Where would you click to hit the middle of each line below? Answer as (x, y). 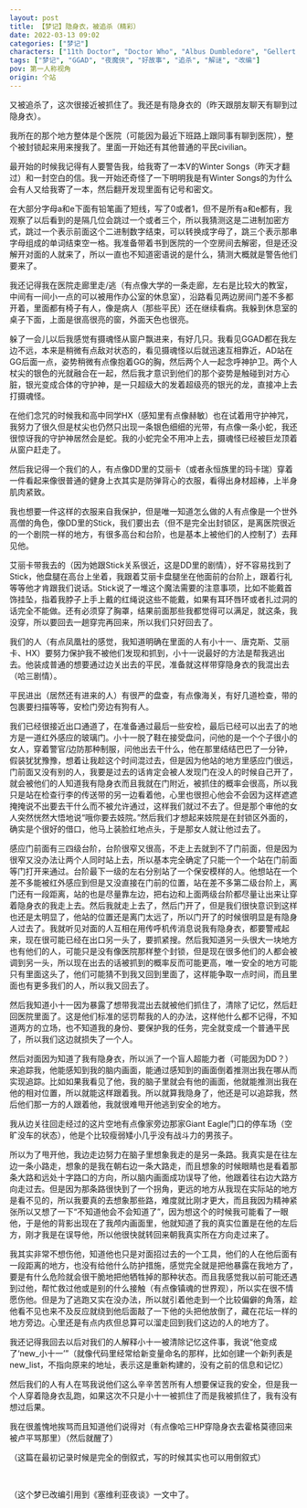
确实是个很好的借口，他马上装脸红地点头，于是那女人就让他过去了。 (138, 829)
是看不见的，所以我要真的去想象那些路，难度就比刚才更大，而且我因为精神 (149, 1200)
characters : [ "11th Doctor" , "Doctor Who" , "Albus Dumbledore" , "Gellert (153, 52)
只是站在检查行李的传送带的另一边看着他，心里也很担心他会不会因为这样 (145, 794)
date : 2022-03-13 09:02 (55, 35)
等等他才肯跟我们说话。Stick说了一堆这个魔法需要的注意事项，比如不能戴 (147, 588)
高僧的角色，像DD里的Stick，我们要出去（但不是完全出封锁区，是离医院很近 (153, 523)
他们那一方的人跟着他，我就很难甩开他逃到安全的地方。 (121, 1104)
